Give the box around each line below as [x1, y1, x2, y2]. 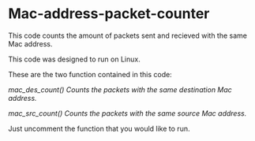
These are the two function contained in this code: [8, 69, 172, 79]
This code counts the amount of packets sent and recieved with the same [8, 31, 247, 40]
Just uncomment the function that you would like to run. [8, 124, 190, 133]
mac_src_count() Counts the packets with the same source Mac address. [8, 108, 247, 118]
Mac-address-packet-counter [8, 5, 210, 23]
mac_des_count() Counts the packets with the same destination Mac [8, 84, 233, 95]
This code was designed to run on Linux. [8, 54, 141, 64]
